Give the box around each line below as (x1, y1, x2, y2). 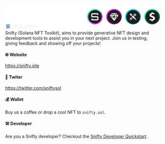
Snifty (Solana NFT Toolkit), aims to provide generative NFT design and (5, 30, 149, 36)
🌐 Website (5, 51, 27, 57)
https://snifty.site (5, 63, 39, 69)
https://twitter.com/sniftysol (5, 85, 61, 91)
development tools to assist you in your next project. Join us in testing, (5, 35, 148, 41)
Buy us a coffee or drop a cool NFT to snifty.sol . (5, 109, 106, 115)
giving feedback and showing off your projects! (5, 41, 101, 47)
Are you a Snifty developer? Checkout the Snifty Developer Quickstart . (5, 133, 148, 139)
